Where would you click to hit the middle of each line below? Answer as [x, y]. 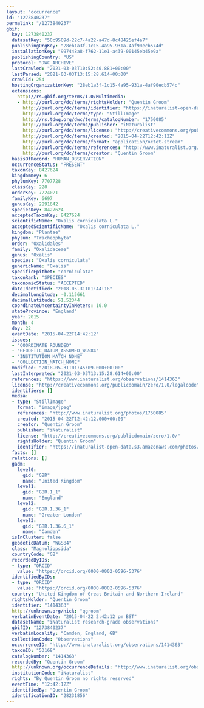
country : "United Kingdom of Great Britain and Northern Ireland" [97, 594]
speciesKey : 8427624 [38, 210]
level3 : [27, 520]
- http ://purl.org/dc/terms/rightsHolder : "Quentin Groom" [93, 102]
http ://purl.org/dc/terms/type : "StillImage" [81, 114]
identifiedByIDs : [34, 577]
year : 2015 [25, 317]
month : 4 [23, 323]
